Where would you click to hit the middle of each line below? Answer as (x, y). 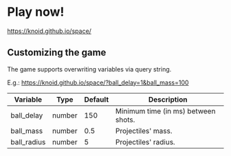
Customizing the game (57, 53)
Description (168, 99)
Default (97, 99)
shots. (125, 120)
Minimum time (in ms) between (166, 111)
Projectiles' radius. (145, 142)
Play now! (36, 12)
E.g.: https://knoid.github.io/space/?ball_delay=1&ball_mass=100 (98, 82)
